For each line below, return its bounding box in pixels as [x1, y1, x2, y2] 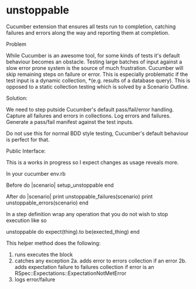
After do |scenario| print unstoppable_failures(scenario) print [6, 193, 153, 200]
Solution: [6, 95, 28, 102]
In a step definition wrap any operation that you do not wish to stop [6, 210, 168, 217]
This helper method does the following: [6, 239, 101, 247]
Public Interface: [6, 147, 46, 154]
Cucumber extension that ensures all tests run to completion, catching [6, 23, 176, 30]
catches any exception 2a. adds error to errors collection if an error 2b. [14, 257, 187, 264]
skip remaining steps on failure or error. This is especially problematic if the [6, 70, 188, 78]
